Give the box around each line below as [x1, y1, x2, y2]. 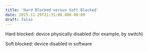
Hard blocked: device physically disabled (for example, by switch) [5, 31, 143, 37]
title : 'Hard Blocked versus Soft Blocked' [5, 7, 99, 13]
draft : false [5, 17, 33, 22]
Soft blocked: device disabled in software [5, 41, 93, 47]
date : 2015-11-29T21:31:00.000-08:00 [5, 12, 85, 17]
